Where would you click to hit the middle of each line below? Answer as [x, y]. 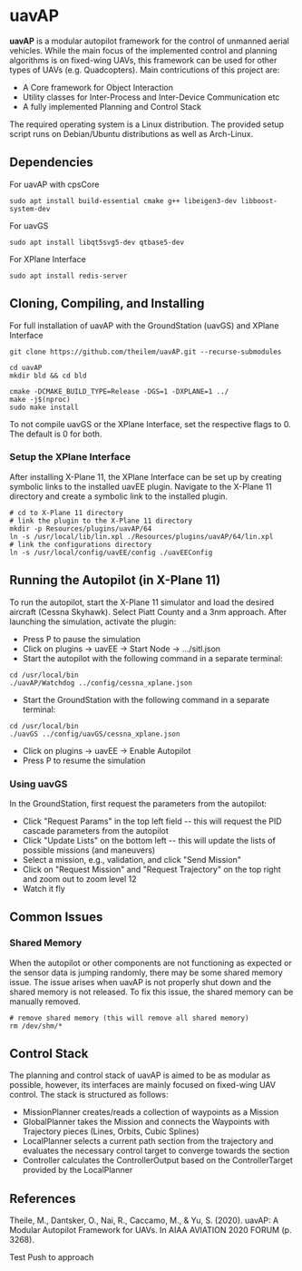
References [43, 1198]
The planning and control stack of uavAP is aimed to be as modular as [140, 1075]
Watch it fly [44, 888]
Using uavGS [39, 784]
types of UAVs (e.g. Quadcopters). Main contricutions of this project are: [145, 70]
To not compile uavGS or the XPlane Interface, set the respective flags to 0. [151, 424]
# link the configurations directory [81, 544]
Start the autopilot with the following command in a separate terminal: [152, 658]
